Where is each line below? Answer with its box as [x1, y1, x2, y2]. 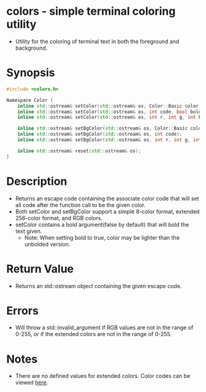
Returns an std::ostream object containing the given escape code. [15, 282, 182, 289]
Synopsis [6, 66, 55, 80]
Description [6, 174, 67, 188]
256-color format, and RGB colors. [15, 214, 103, 222]
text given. [15, 227, 42, 235]
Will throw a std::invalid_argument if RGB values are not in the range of [15, 324, 194, 331]
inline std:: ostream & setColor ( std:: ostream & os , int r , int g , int [17, 114, 196, 120]
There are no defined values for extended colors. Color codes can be [15, 372, 191, 380]
